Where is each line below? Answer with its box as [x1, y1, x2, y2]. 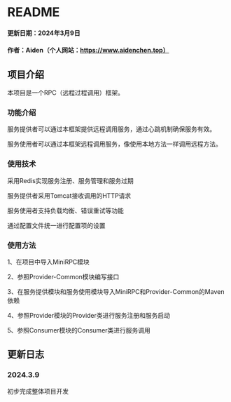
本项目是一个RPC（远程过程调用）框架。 [7, 88, 125, 97]
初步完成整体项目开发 [7, 387, 69, 395]
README [7, 4, 60, 20]
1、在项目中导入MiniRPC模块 [7, 257, 90, 267]
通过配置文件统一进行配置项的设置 [7, 221, 106, 229]
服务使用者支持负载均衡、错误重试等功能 [7, 206, 124, 215]
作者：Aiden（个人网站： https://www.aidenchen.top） [7, 46, 169, 55]
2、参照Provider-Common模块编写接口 [7, 273, 120, 281]
